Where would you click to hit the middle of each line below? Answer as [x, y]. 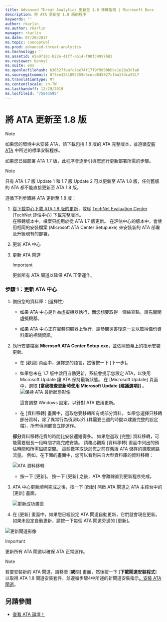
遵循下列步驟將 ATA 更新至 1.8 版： [41, 198]
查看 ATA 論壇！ [29, 615]
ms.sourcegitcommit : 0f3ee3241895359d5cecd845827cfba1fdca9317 [72, 75]
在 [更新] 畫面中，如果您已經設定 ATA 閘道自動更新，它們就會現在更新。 [86, 514]
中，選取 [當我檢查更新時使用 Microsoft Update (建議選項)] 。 [83, 386]
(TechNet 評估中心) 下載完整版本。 [48, 215]
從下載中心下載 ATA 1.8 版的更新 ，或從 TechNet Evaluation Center [80, 209]
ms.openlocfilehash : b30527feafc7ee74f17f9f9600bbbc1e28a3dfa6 [72, 70]
